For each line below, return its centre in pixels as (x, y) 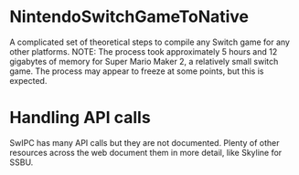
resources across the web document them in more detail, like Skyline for (146, 152)
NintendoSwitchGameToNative (129, 17)
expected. (28, 80)
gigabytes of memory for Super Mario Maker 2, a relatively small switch (144, 61)
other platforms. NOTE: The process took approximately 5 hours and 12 (144, 51)
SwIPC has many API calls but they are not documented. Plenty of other (144, 142)
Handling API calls (80, 118)
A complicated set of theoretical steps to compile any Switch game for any (150, 42)
